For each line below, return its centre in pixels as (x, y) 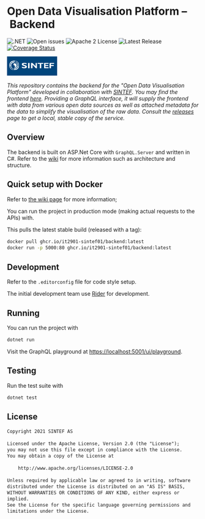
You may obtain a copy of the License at (61, 456)
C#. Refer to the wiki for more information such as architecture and (91, 158)
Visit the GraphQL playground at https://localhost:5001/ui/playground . (95, 352)
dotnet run (21, 340)
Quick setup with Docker (55, 184)
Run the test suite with (35, 385)
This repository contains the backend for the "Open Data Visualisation (96, 85)
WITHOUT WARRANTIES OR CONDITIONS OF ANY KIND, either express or (93, 493)
